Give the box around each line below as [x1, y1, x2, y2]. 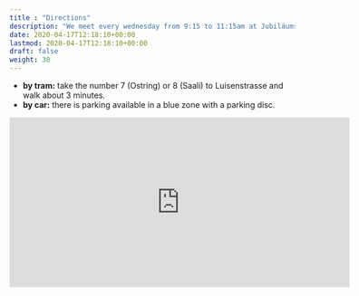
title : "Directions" [9, 13, 92, 23]
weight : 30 [9, 55, 51, 64]
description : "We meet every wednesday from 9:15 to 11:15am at [9, 22, 257, 31]
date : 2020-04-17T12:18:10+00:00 [9, 30, 136, 39]
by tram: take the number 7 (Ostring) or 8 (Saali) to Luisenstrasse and [22, 81, 284, 91]
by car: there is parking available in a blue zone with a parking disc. [22, 100, 276, 110]
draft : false [9, 47, 59, 56]
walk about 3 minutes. [22, 90, 106, 100]
